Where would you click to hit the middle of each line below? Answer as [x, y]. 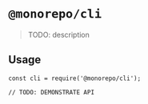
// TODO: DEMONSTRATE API [51, 92]
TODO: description [59, 34]
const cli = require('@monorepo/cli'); [75, 78]
